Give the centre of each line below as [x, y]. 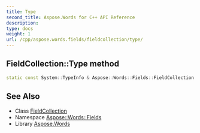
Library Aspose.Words [43, 123]
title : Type [21, 12]
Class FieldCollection [41, 111]
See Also [23, 96]
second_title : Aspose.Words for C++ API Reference [71, 17]
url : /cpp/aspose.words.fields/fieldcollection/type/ [75, 40]
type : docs [20, 28]
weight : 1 [19, 34]
